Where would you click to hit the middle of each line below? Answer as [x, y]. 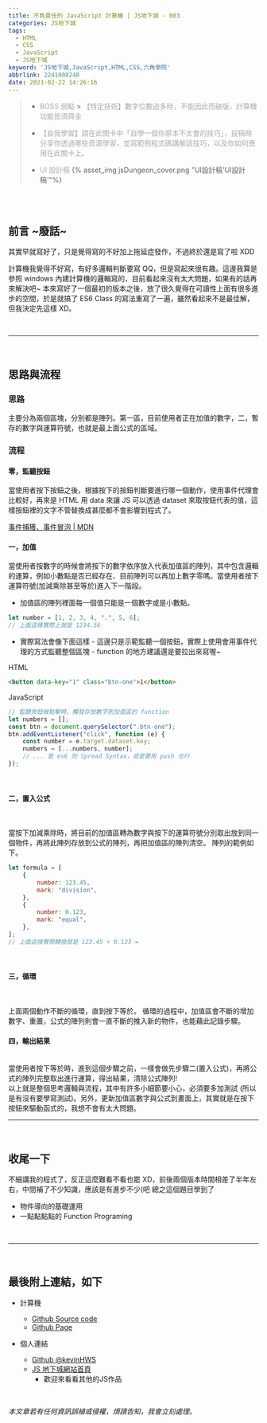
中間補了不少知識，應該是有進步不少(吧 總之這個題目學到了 [118, 1189]
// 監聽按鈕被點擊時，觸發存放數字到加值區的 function [89, 711]
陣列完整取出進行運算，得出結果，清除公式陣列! [100, 1078]
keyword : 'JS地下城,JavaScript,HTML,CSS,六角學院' [89, 68]
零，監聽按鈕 [29, 471]
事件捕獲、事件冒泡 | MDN [51, 527]
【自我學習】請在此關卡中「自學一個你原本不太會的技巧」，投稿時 [146, 133]
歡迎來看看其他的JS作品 [83, 1378]
